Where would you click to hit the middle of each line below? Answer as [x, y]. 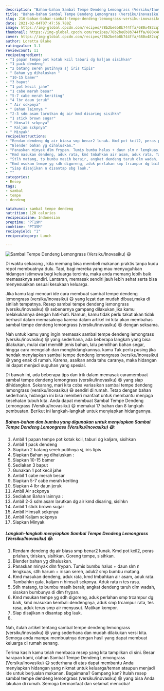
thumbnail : [17, 32]
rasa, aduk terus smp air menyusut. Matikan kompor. [65, 608]
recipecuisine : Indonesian [33, 218]
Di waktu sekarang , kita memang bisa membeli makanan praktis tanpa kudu [82, 263]
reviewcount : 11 [22, 50]
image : [12, 28]
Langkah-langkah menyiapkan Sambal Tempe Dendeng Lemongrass [77, 534]
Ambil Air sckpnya [31, 491]
